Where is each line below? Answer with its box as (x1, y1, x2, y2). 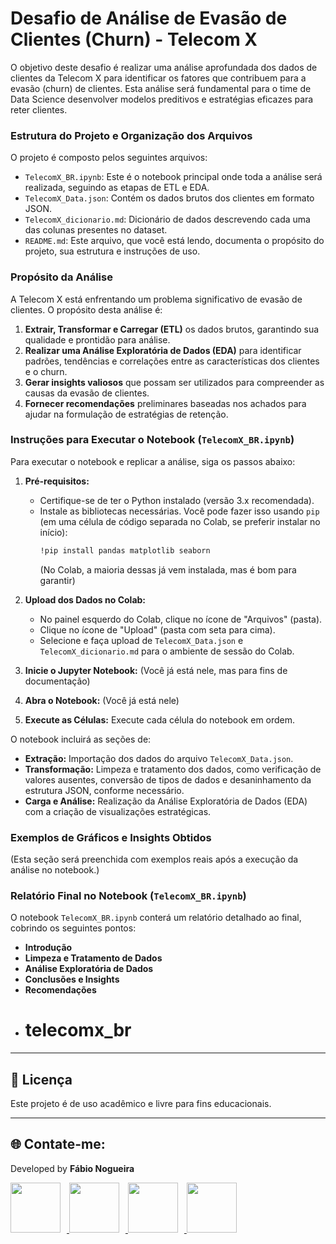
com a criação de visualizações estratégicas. (24, 805, 212, 817)
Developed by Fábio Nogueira (10, 1162, 135, 1174)
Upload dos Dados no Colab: (24, 593, 147, 606)
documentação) (24, 675, 91, 687)
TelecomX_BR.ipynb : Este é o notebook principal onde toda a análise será (24, 171, 323, 183)
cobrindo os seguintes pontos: (10, 922, 137, 934)
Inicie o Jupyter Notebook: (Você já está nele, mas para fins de (24, 664, 288, 676)
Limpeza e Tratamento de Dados (24, 952, 163, 964)
